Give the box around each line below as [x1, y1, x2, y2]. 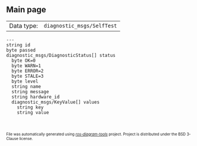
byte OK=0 [11, 58, 36, 64]
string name [11, 83, 42, 90]
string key [17, 104, 44, 110]
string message [11, 88, 49, 94]
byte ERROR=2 [11, 68, 44, 74]
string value [17, 109, 49, 115]
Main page [6, 5, 46, 15]
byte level [11, 78, 39, 84]
